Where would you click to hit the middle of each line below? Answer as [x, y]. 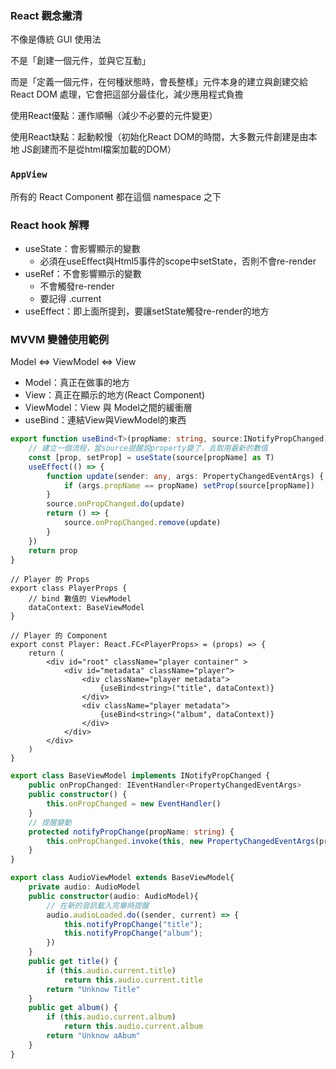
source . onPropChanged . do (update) [116, 504]
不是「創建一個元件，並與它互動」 [80, 61]
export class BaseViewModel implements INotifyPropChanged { [140, 776]
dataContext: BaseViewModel [86, 608]
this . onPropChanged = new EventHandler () [134, 804]
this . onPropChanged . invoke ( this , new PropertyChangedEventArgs [180, 841]
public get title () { [73, 962]
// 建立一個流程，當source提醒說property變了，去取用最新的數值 [148, 448]
